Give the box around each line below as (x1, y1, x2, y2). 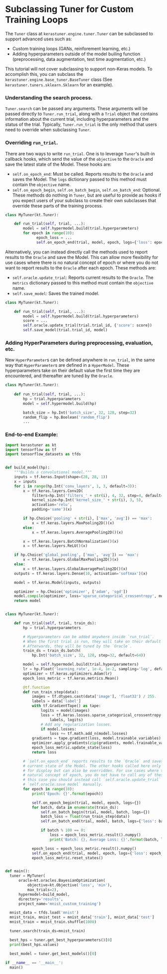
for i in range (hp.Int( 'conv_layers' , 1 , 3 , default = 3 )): (14, 484, 137, 488)
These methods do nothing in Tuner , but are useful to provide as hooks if (12, 192, 162, 198)
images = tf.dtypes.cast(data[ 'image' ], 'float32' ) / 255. (31, 694, 157, 699)
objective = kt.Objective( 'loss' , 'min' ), (27, 883, 112, 888)
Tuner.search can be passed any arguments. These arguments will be (5, 106, 148, 112)
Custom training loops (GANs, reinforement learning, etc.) (12, 45, 131, 51)
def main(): (5, 869, 30, 874)
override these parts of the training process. (12, 203, 103, 209)
